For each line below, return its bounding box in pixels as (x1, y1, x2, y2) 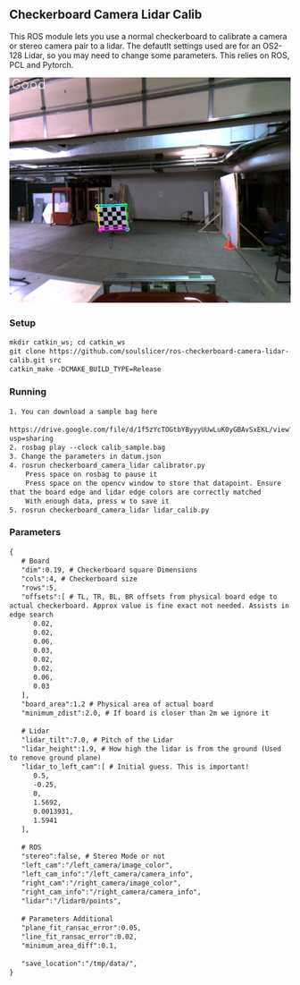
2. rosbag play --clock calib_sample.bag (9, 443, 166, 452)
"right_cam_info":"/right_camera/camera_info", (21, 887, 202, 896)
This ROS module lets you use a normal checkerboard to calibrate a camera (9, 30, 287, 41)
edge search (9, 610, 54, 619)
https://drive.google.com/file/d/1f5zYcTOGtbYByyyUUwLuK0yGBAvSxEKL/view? (9, 425, 294, 434)
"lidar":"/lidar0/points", (21, 896, 122, 905)
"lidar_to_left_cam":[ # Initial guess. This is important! (21, 762, 250, 771)
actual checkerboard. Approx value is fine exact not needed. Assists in (9, 601, 290, 610)
